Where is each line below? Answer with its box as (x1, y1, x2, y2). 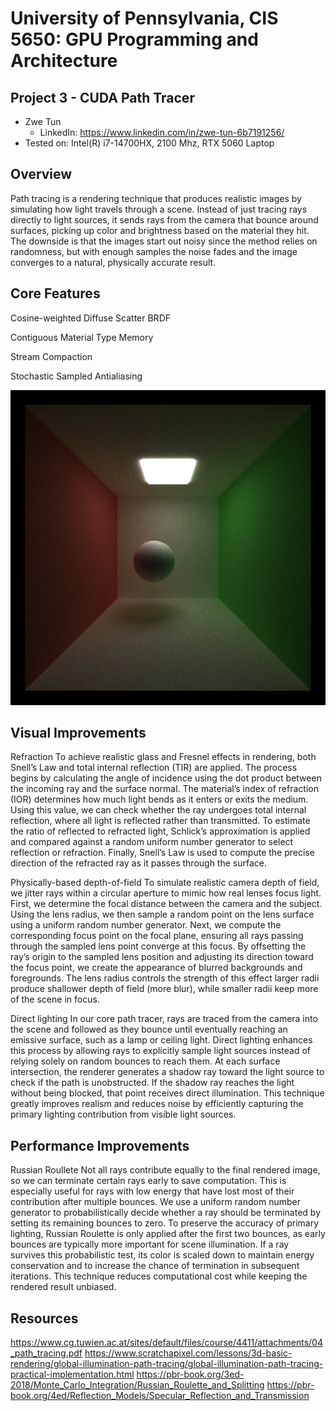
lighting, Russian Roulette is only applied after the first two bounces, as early (10, 1228, 326, 1240)
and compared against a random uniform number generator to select (10, 836, 294, 848)
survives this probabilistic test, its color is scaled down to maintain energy (10, 1249, 315, 1261)
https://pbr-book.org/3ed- (136, 1368, 245, 1381)
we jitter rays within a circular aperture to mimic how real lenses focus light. (10, 887, 322, 899)
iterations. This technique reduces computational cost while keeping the (10, 1270, 308, 1282)
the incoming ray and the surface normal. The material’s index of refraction (10, 783, 319, 795)
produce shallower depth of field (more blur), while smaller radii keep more (10, 983, 319, 995)
